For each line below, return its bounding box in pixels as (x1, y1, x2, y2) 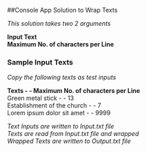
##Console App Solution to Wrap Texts (7, 6, 118, 14)
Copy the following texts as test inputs (7, 73, 117, 82)
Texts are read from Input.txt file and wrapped (7, 130, 139, 138)
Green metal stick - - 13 (7, 94, 75, 103)
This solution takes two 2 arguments (7, 19, 111, 27)
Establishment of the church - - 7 (7, 101, 101, 110)
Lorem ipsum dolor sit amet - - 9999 (7, 109, 111, 117)
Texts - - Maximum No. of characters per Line (7, 87, 140, 95)
